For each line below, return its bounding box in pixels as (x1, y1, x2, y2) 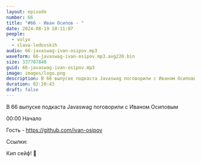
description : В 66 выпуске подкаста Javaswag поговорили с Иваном (6, 76, 175, 81)
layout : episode (6, 8, 47, 15)
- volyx (11, 37, 31, 43)
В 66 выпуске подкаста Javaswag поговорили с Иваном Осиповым (6, 103, 178, 110)
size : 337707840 (6, 59, 47, 65)
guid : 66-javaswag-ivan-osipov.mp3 (6, 64, 95, 71)
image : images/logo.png (6, 70, 66, 76)
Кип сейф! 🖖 (6, 149, 37, 156)
